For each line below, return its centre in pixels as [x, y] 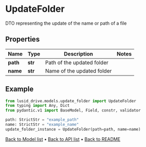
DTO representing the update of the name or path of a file [66, 23]
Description [78, 53]
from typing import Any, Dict [38, 106]
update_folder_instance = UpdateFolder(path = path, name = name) [73, 129]
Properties [23, 39]
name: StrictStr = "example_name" [42, 125]
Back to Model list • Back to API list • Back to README [63, 139]
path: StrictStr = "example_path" [42, 120]
